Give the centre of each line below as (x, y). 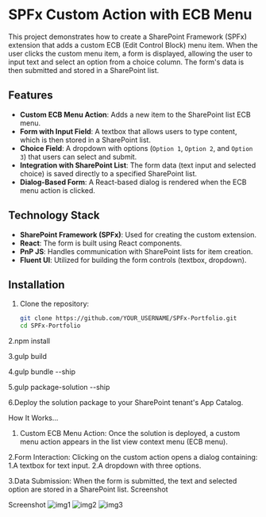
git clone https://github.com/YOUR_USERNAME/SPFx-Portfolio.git (128, 318)
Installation (37, 285)
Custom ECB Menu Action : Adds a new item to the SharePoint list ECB (135, 114)
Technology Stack (54, 216)
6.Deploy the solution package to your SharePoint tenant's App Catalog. (126, 403)
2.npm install (29, 341)
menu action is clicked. (57, 190)
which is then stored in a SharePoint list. (85, 140)
